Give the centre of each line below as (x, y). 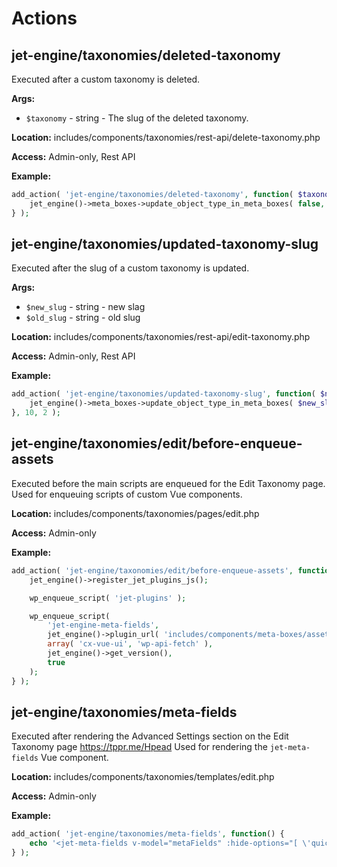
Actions (44, 18)
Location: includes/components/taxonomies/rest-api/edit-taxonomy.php (161, 337)
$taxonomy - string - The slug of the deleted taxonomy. (137, 118)
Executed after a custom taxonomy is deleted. (106, 79)
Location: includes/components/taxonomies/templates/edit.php (143, 777)
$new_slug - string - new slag (85, 307)
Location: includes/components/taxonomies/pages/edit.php (135, 513)
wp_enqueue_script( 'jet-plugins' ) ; (108, 598)
